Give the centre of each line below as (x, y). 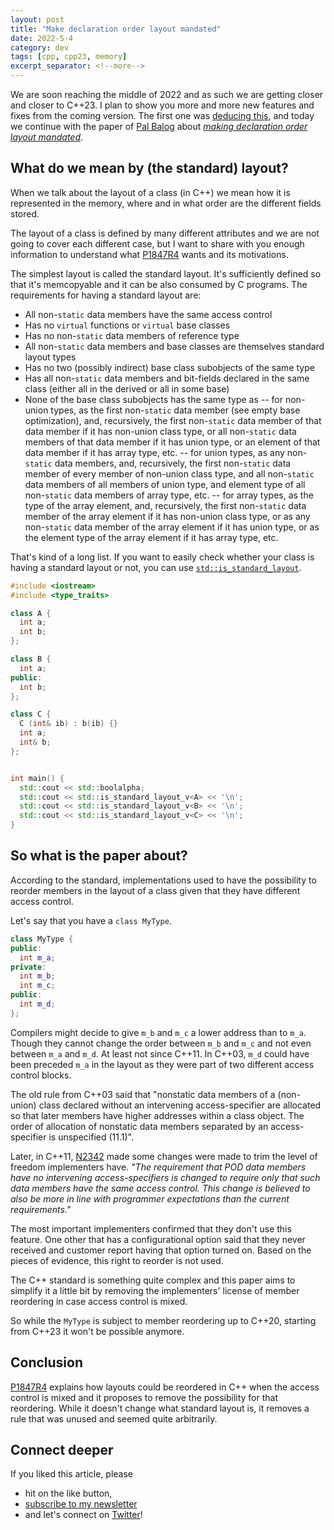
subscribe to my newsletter (81, 1504)
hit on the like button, (68, 1493)
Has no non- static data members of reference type (132, 335)
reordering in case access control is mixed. (99, 1301)
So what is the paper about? (99, 856)
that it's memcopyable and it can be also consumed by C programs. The (159, 284)
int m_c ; (37, 986)
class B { (31, 659)
